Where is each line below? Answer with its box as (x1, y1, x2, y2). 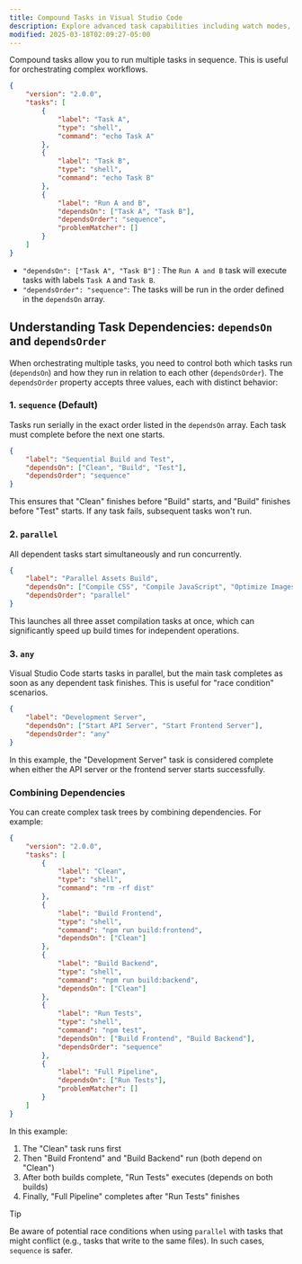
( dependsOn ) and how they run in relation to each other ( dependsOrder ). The (9, 367, 284, 378)
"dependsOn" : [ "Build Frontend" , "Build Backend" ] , (57, 1034, 255, 1043)
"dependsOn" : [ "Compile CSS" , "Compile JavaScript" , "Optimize (25, 583, 268, 592)
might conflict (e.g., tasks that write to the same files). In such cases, (9, 1235, 265, 1246)
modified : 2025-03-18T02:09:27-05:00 (9, 30, 151, 39)
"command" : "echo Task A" (57, 131, 155, 140)
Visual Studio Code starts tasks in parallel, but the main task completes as (9, 668, 283, 679)
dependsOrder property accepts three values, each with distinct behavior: (9, 377, 279, 387)
